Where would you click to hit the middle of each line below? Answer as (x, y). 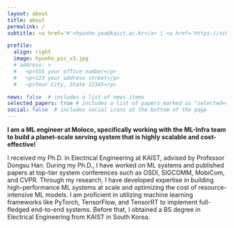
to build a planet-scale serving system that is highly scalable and (103, 137)
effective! (22, 144)
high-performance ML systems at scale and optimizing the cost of (102, 187)
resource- (212, 187)
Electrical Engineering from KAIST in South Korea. (79, 217)
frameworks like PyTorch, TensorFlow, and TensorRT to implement (102, 202)
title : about (26, 20)
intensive (20, 195)
